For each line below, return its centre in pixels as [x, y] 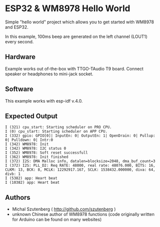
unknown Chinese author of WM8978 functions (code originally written [83, 214]
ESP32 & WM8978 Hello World [68, 9]
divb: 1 [13, 174]
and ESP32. [17, 27]
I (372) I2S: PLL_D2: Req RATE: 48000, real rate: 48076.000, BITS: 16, [80, 166]
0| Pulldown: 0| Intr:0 [29, 140]
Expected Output [31, 116]
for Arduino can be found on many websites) [57, 220]
